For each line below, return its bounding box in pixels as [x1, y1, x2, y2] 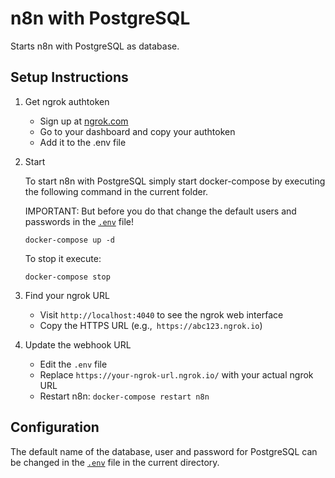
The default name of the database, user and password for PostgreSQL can [10, 445, 318, 457]
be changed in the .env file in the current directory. [10, 456, 220, 468]
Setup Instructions [10, 69, 129, 86]
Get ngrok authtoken [24, 95, 110, 107]
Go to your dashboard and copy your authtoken [39, 125, 236, 137]
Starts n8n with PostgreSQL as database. [10, 40, 180, 52]
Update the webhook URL [24, 338, 132, 351]
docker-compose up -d [24, 235, 115, 245]
